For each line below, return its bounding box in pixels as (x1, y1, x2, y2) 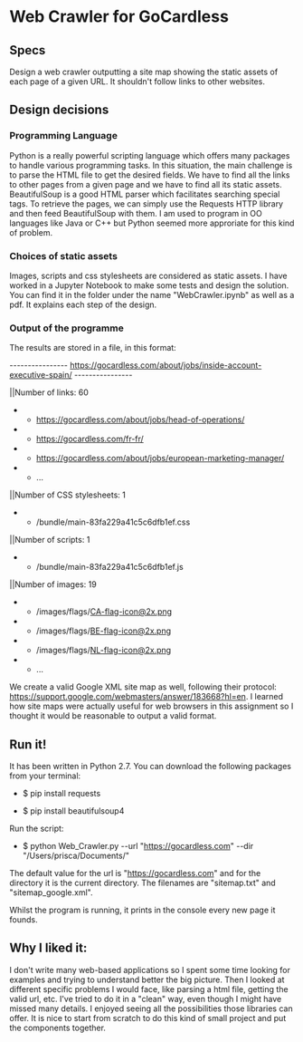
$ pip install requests (22, 788, 101, 799)
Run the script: (9, 823, 64, 835)
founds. (9, 914, 38, 925)
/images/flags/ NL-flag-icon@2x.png (35, 645, 172, 656)
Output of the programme (9, 322, 124, 334)
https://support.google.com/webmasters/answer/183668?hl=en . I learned (9, 691, 283, 702)
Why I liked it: (9, 941, 88, 956)
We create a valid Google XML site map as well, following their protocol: (9, 681, 278, 692)
